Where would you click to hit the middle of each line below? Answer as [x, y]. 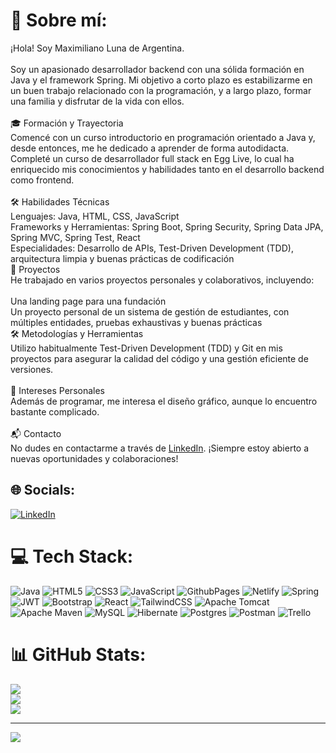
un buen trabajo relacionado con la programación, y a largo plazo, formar [161, 90]
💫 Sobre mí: [59, 20]
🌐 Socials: [43, 490]
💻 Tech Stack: [72, 556]
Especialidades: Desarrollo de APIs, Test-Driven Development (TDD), [152, 248]
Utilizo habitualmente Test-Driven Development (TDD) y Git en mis [146, 348]
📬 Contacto [36, 433]
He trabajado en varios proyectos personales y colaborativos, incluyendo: [162, 280]
